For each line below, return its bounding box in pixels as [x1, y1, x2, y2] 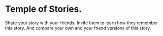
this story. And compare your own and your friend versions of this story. [5, 25, 151, 31]
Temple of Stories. [5, 3, 82, 15]
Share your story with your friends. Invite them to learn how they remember [5, 20, 158, 26]
